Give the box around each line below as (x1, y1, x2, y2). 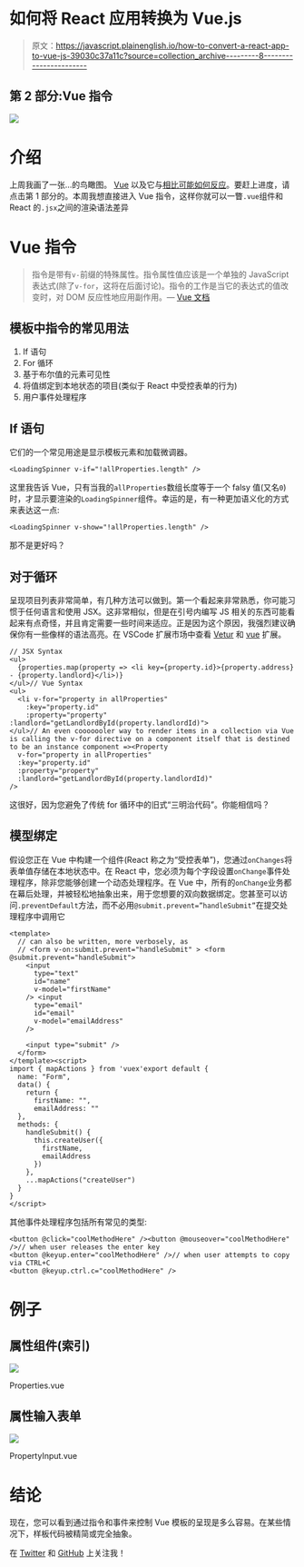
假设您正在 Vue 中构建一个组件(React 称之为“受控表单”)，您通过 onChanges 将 (9, 854, 293, 865)
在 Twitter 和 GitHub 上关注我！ (9, 1547, 126, 1558)
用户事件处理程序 (22, 392, 87, 402)
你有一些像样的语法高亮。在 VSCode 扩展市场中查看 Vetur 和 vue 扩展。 (16, 629, 287, 640)
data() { (17, 1080, 51, 1089)
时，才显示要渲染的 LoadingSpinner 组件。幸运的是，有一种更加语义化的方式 (9, 493, 289, 504)
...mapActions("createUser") (25, 1175, 136, 1185)
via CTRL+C (9, 1258, 51, 1267)
